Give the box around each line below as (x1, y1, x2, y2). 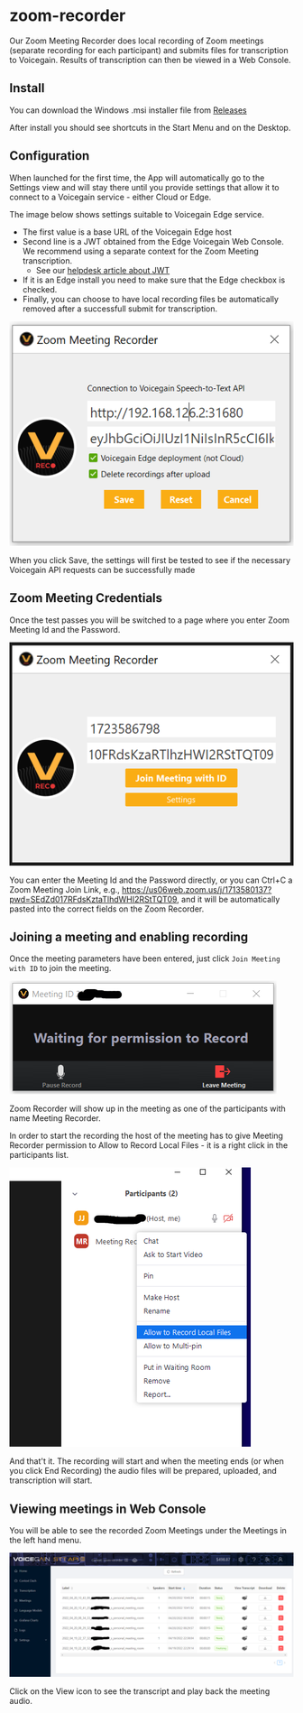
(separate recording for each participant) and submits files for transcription (9, 44, 289, 55)
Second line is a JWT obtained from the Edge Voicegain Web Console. (22, 236, 284, 246)
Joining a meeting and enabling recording (9, 929, 249, 944)
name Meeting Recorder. (9, 1113, 101, 1124)
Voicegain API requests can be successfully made (9, 564, 196, 575)
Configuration (9, 148, 90, 163)
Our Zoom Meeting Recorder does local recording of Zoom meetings (9, 35, 264, 46)
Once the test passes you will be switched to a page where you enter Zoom (9, 615, 290, 625)
